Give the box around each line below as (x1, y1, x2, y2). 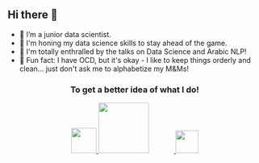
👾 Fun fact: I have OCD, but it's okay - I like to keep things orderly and (19, 55, 252, 65)
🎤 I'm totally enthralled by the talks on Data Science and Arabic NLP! (19, 46, 247, 56)
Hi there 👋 (7, 8, 58, 22)
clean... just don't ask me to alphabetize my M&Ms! (19, 64, 190, 73)
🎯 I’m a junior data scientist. (19, 29, 112, 39)
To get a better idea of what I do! (70, 84, 199, 95)
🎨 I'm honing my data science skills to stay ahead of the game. (19, 38, 228, 48)
